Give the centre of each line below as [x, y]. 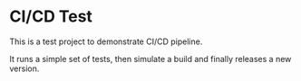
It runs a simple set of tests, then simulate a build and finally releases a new [150, 58]
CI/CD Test [51, 17]
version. [24, 68]
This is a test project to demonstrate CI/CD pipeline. [106, 41]
